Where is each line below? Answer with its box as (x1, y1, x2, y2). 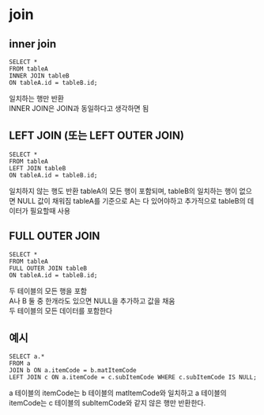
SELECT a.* (9, 352, 45, 361)
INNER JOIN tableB (9, 72, 70, 80)
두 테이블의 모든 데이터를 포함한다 (9, 306, 113, 315)
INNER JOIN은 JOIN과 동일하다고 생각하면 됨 (9, 104, 149, 112)
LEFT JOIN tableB (9, 164, 66, 172)
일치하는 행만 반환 (9, 93, 64, 103)
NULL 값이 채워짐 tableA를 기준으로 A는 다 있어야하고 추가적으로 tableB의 (17, 196, 246, 205)
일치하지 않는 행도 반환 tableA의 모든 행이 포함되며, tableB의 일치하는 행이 (9, 186, 238, 196)
